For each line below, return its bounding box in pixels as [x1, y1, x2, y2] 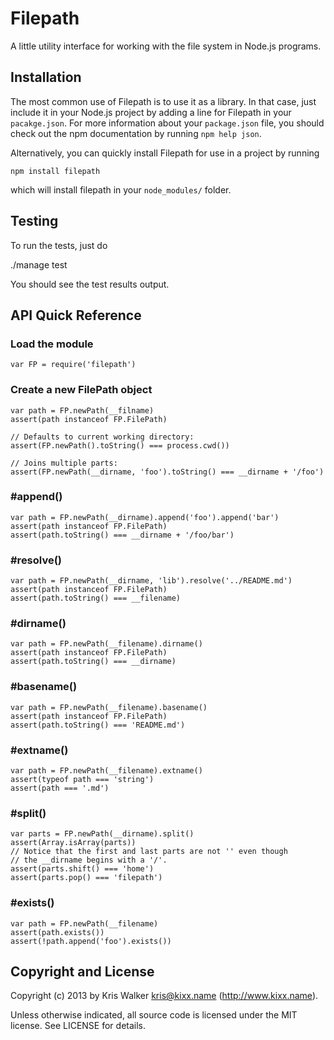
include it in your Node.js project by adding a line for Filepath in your [10, 106, 292, 118]
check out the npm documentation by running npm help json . [10, 127, 262, 139]
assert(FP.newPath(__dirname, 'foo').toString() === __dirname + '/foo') [10, 467, 325, 477]
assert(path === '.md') [10, 783, 110, 794]
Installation [10, 69, 82, 86]
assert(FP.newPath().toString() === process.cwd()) [10, 440, 230, 451]
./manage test [10, 258, 68, 271]
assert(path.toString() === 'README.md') [10, 720, 186, 730]
